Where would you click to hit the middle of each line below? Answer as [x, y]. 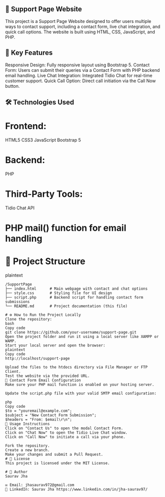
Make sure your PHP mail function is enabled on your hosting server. [80, 384]
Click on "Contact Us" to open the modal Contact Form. [64, 428]
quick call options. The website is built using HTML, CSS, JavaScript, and [80, 32]
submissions [17, 302]
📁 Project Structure [45, 261]
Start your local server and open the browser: [55, 345]
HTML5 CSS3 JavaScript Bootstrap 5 [43, 140]
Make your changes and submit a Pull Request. [54, 454]
